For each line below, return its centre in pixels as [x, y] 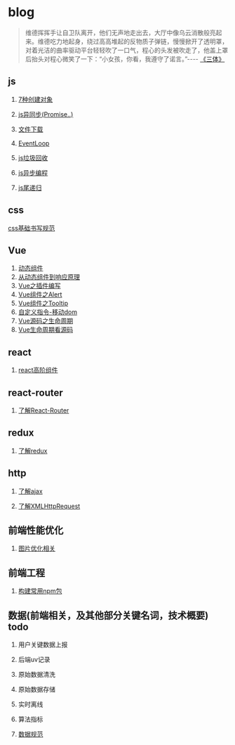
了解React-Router [43, 410]
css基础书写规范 [32, 228]
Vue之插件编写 [39, 286]
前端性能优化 [36, 530]
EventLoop [34, 143]
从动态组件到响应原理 [49, 277]
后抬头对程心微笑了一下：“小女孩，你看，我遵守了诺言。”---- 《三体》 [125, 59]
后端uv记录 [34, 660]
